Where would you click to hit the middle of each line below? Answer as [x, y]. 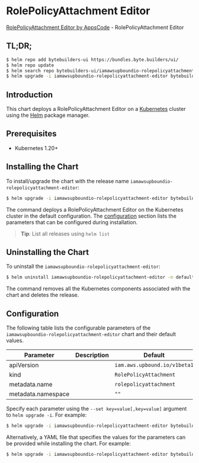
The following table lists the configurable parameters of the [78, 328]
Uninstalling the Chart [48, 252]
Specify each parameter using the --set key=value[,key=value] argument [97, 409]
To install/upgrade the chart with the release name [68, 181]
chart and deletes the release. [43, 295]
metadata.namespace [39, 394]
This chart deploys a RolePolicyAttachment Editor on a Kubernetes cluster [96, 109]
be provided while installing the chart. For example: [69, 443]
